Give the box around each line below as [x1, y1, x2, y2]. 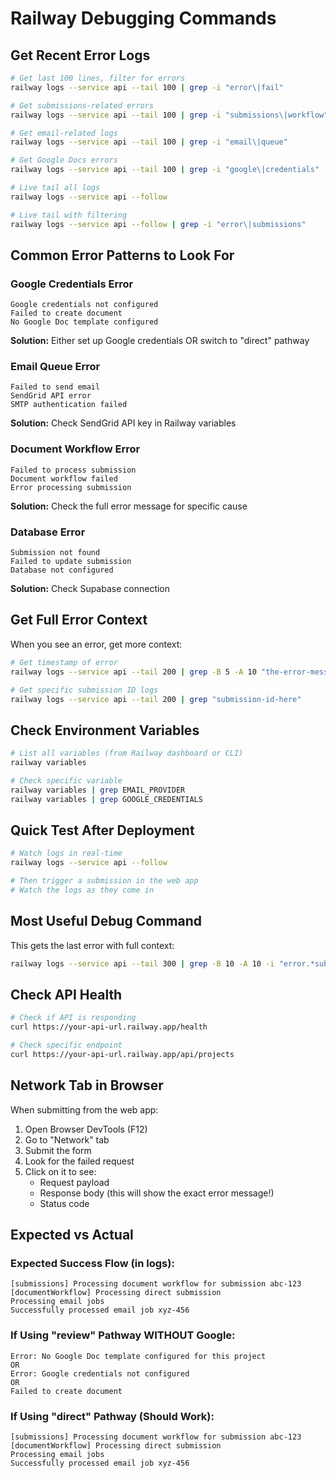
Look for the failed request [24, 1155, 135, 1167]
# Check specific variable [10, 775, 123, 786]
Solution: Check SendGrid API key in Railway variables [10, 417, 237, 429]
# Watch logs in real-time [10, 848, 123, 859]
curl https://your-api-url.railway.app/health [10, 1022, 208, 1032]
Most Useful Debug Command [10, 913, 203, 930]
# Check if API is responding [10, 1013, 137, 1023]
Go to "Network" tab [24, 1133, 110, 1146]
